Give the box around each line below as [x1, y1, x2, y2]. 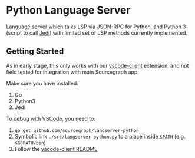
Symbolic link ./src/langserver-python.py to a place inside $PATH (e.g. [14, 133, 186, 140]
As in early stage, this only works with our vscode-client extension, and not [6, 62, 189, 69]
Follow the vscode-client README [14, 145, 98, 152]
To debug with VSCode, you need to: [6, 115, 96, 122]
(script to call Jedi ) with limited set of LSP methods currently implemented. [6, 29, 187, 36]
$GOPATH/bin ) [14, 139, 46, 146]
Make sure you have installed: [6, 80, 78, 87]
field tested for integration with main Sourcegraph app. [6, 68, 140, 75]
